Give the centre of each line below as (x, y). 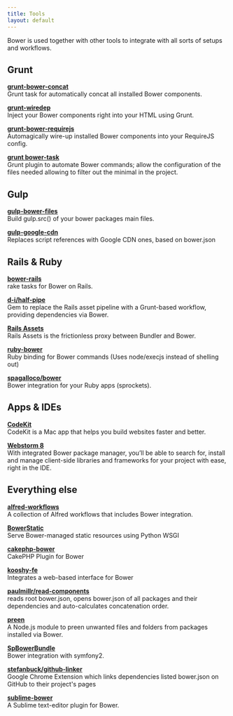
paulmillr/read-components (48, 591)
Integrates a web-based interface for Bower (71, 577)
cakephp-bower (31, 549)
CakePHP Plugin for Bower (45, 556)
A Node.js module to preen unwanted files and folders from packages (108, 627)
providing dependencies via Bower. (58, 314)
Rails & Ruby (35, 261)
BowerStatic (26, 528)
